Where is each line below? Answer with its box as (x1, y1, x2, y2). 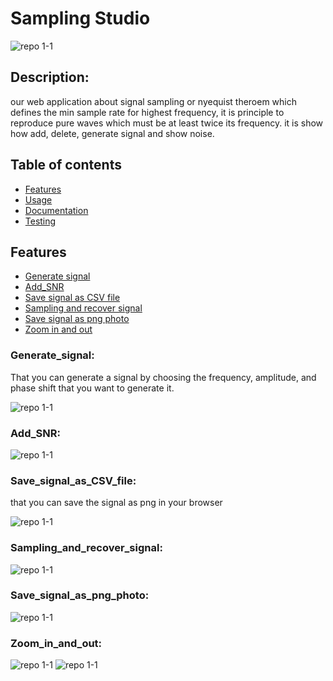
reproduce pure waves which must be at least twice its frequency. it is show (10, 117, 324, 129)
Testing (24, 215, 57, 227)
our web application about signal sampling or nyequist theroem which (10, 95, 298, 107)
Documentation (24, 204, 89, 216)
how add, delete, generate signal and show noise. (10, 127, 215, 139)
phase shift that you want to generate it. (10, 382, 175, 394)
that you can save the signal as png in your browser (10, 497, 223, 509)
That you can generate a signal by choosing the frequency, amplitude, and (10, 371, 317, 383)
